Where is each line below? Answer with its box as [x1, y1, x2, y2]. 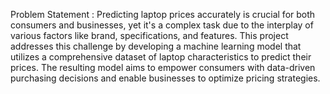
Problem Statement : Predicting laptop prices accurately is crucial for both [10, 9, 316, 20]
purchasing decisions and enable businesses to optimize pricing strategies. [10, 72, 321, 84]
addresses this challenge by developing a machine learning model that [10, 40, 302, 52]
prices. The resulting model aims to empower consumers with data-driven [10, 62, 316, 73]
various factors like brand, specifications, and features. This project [10, 30, 289, 41]
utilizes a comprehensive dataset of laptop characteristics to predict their [10, 51, 312, 63]
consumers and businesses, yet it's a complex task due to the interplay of [10, 19, 314, 31]
